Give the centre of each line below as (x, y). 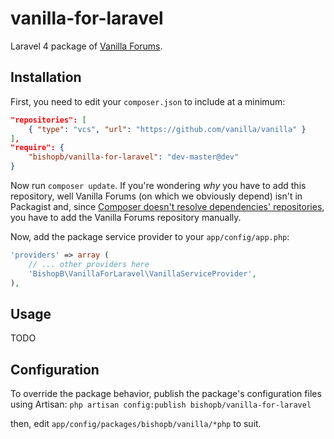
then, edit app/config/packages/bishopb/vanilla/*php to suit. (136, 424)
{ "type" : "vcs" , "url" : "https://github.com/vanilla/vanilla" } (167, 129)
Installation (46, 77)
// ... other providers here (89, 264)
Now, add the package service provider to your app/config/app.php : (150, 236)
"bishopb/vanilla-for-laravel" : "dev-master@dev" (134, 157)
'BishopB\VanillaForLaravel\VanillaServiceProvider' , (142, 273)
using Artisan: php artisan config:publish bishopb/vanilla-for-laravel (161, 404)
